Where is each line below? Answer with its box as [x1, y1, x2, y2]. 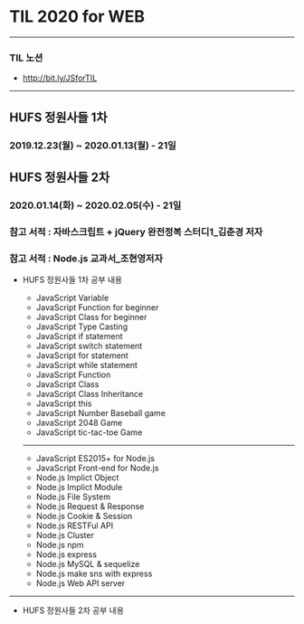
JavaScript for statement [35, 350, 128, 361]
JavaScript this [35, 398, 92, 409]
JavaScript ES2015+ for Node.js [35, 453, 156, 464]
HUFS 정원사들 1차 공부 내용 [22, 274, 123, 286]
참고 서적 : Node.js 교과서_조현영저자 [9, 251, 163, 264]
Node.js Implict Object [35, 472, 119, 483]
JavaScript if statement [35, 331, 124, 342]
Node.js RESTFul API [35, 520, 114, 531]
